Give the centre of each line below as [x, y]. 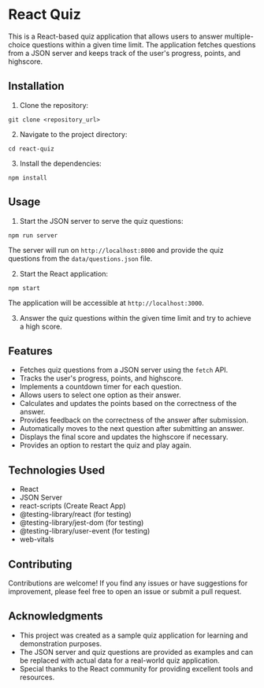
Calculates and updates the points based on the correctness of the [128, 404]
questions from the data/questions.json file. [80, 258]
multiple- [239, 36]
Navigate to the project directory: [73, 134]
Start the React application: [64, 273]
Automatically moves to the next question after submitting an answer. [132, 429]
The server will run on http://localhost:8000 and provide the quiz [116, 250]
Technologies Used [56, 470]
